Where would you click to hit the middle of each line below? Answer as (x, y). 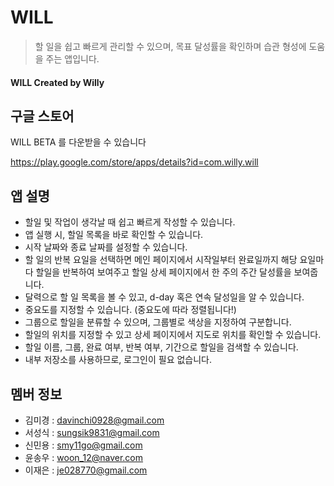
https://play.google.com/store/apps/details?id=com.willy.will (134, 162)
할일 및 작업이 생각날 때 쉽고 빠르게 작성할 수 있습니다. (130, 222)
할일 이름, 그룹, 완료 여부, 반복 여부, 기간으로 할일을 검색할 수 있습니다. (161, 347)
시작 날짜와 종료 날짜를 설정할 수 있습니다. (106, 247)
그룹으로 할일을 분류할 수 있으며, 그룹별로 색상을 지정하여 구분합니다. (158, 322)
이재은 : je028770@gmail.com (86, 470)
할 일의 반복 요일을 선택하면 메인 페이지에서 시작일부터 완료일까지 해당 (161, 260)
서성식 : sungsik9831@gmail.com (92, 432)
